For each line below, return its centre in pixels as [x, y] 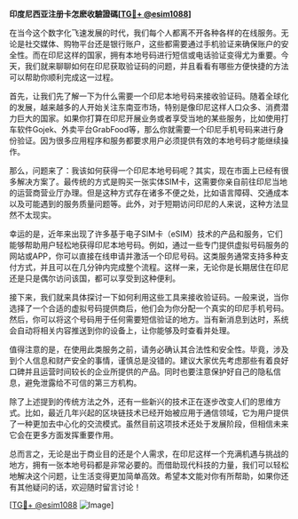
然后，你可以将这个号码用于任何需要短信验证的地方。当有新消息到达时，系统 [149, 319]
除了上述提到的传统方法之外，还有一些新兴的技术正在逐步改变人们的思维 [141, 402]
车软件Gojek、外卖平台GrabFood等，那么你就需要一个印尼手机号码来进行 [143, 129]
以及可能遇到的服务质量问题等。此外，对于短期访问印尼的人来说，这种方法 [145, 204]
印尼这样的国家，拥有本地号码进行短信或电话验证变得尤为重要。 [164, 55]
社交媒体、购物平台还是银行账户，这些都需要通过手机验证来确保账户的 [153, 44]
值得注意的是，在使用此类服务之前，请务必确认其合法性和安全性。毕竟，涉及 [149, 349]
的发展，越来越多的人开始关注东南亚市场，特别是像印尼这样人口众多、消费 [145, 107]
